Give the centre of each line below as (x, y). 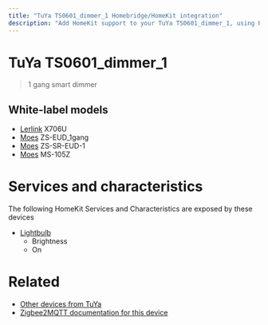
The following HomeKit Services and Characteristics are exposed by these (130, 209)
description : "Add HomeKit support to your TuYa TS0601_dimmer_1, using (132, 23)
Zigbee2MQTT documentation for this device (94, 313)
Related (34, 282)
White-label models (58, 110)
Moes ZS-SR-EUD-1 (53, 146)
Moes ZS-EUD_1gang (54, 137)
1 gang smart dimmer (63, 85)
